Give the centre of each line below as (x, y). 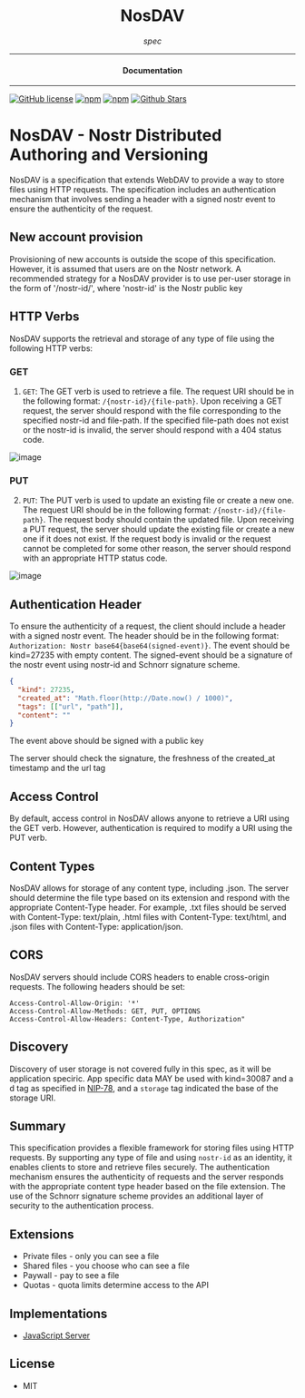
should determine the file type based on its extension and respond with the (150, 897)
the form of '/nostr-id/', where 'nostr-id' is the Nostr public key (126, 288)
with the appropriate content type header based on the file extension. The (148, 1187)
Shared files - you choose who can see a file (106, 1266)
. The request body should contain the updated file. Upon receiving (169, 520)
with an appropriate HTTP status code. (95, 558)
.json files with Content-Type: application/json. (96, 926)
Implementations (59, 1313)
